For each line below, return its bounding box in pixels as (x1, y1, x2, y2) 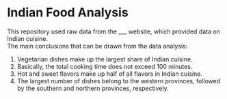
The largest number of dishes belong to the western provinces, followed (16, 76, 221, 85)
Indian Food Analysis (7, 5, 129, 20)
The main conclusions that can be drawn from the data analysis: (7, 42, 188, 50)
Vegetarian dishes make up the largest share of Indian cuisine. (16, 55, 193, 63)
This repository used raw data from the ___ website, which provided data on (7, 27, 221, 36)
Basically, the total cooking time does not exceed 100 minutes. (16, 62, 193, 70)
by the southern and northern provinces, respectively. (16, 84, 169, 92)
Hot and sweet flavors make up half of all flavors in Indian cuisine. (16, 70, 203, 78)
